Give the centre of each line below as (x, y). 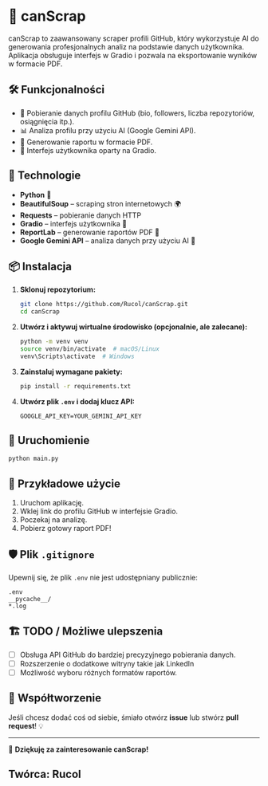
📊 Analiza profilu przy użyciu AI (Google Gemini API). (108, 130)
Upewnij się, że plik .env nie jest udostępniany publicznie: (103, 577)
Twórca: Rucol (45, 774)
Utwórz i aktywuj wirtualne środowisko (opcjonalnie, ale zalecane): (134, 327)
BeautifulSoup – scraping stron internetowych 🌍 (100, 203)
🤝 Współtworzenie (55, 698)
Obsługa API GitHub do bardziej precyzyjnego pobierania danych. (128, 654)
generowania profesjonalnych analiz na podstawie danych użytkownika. (126, 46)
